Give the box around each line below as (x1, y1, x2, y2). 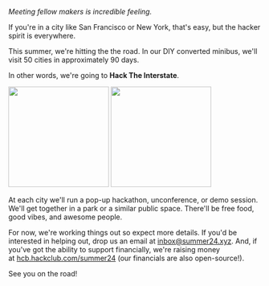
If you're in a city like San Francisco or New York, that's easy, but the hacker (8, 22, 261, 31)
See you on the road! (8, 269, 78, 278)
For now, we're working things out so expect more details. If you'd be (8, 228, 238, 237)
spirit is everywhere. (8, 31, 76, 40)
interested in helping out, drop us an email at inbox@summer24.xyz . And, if (8, 236, 258, 246)
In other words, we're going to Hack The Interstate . (8, 71, 179, 80)
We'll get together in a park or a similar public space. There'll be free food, (8, 204, 255, 213)
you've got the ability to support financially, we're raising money (8, 245, 221, 254)
